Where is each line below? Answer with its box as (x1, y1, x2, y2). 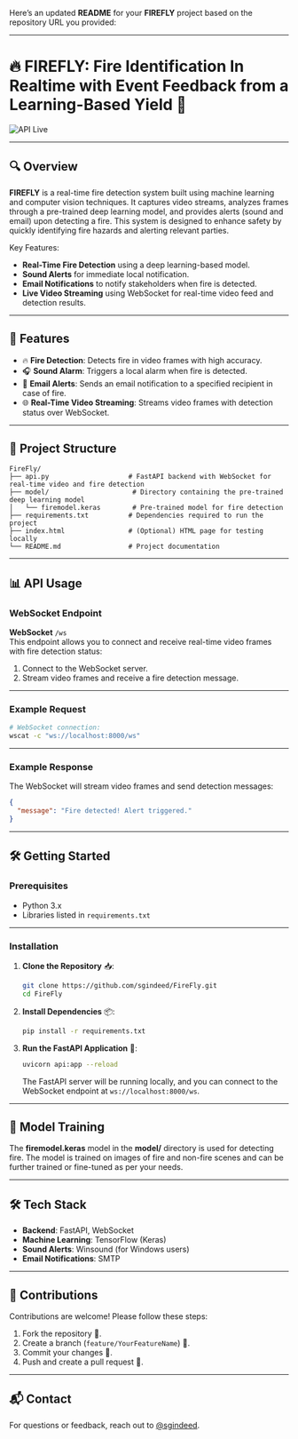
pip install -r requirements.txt (21, 1026, 146, 1036)
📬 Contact (9, 1392, 72, 1407)
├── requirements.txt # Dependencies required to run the (9, 511, 264, 521)
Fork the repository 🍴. (21, 1328, 102, 1339)
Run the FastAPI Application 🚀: (21, 1043, 137, 1053)
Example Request (9, 703, 86, 715)
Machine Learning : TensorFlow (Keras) (21, 1235, 167, 1245)
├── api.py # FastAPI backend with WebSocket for (9, 473, 272, 481)
